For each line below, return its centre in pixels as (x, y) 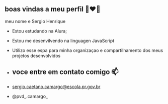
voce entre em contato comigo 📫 (65, 72)
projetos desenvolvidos (36, 55)
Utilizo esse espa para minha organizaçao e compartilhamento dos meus (88, 50)
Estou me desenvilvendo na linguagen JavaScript (63, 40)
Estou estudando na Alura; (39, 31)
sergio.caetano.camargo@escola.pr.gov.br (56, 86)
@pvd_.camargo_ (30, 96)
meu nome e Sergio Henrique (35, 21)
